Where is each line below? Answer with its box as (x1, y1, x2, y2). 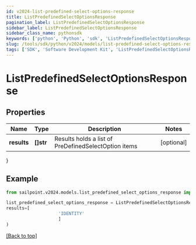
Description (87, 125, 121, 133)
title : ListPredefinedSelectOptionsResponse (6, 14, 116, 20)
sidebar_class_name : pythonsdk (6, 30, 82, 36)
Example (6, 174, 38, 184)
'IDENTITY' (58, 211, 85, 217)
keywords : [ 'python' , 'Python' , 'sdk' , (6, 36, 103, 42)
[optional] (160, 138, 187, 146)
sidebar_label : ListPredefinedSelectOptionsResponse (6, 25, 137, 31)
